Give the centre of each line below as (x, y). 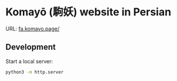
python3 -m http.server (35, 72)
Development (31, 47)
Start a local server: (29, 61)
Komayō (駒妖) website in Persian (88, 12)
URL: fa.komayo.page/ (33, 28)
